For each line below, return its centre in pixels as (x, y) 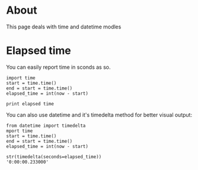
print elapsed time (30, 104)
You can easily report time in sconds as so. (59, 67)
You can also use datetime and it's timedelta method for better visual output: (99, 115)
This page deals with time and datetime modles (64, 27)
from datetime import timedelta (46, 126)
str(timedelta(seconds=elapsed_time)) (54, 157)
